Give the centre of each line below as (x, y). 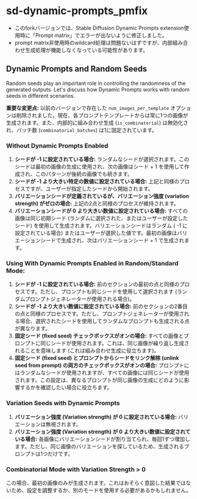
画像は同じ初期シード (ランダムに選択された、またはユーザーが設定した (101, 218)
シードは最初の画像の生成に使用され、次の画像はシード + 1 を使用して (99, 167)
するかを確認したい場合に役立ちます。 (66, 388)
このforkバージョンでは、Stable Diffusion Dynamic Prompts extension (99, 28)
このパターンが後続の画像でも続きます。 (84, 174)
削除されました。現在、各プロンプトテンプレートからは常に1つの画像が (102, 115)
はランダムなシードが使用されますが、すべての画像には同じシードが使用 (102, 373)
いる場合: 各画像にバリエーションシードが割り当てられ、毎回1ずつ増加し (102, 439)
